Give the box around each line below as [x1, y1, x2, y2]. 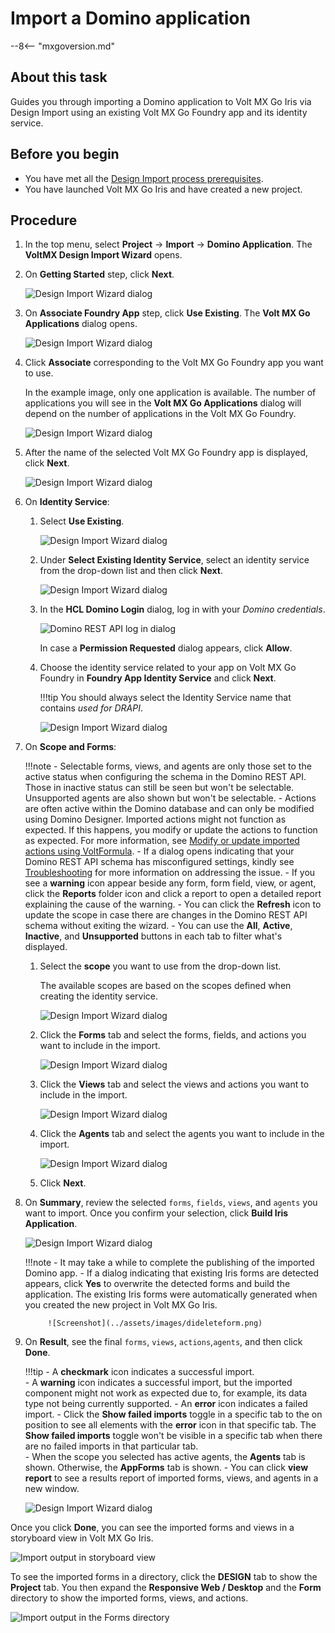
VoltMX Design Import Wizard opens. [24, 249, 183, 261]
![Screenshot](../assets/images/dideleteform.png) [47, 1318, 263, 1329]
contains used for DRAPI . [39, 702, 143, 714]
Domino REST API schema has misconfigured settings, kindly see [24, 856, 295, 868]
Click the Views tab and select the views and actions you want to [39, 1078, 310, 1091]
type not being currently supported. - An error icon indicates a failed [24, 1398, 308, 1410]
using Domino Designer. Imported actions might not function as [24, 813, 287, 826]
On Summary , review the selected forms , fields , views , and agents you [24, 1197, 318, 1209]
